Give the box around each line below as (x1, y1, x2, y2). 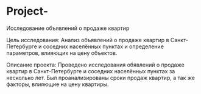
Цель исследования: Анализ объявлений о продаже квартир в (6, 36, 169, 43)
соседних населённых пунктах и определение (43, 43, 164, 50)
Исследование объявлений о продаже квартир (6, 24, 130, 32)
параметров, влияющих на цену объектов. (6, 49, 118, 56)
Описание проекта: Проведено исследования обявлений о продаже (6, 61, 185, 68)
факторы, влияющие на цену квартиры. (6, 81, 109, 88)
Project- (6, 4, 49, 18)
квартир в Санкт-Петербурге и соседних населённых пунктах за (6, 67, 175, 74)
